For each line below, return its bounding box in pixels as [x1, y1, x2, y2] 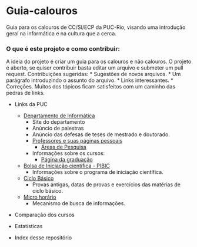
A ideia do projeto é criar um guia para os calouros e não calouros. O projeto [6, 58, 192, 65]
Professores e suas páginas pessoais [32, 137, 123, 144]
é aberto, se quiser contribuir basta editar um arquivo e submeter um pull [6, 64, 183, 71]
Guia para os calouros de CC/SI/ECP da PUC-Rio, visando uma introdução [6, 24, 186, 31]
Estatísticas [14, 223, 43, 230]
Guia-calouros [6, 4, 78, 18]
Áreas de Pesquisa [41, 143, 86, 151]
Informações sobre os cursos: [32, 150, 105, 157]
